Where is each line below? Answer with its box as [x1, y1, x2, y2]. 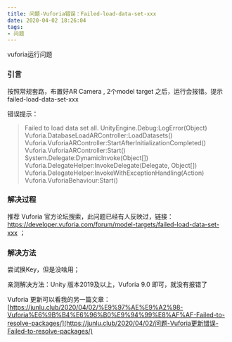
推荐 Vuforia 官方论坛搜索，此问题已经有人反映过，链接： [7, 212, 174, 221]
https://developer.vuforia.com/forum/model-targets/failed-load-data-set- [7, 220, 220, 228]
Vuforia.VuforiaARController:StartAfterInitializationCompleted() [24, 138, 206, 147]
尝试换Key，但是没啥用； [7, 265, 80, 274]
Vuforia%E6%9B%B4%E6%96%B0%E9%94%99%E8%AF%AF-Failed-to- [7, 311, 225, 319]
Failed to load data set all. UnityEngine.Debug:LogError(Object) [24, 123, 207, 132]
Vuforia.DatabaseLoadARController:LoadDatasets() [24, 131, 173, 140]
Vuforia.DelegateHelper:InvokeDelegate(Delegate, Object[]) [24, 161, 198, 169]
